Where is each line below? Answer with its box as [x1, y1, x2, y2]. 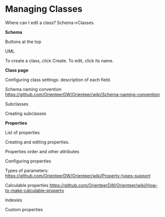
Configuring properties [5, 158, 52, 164]
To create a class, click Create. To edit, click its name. [5, 57, 114, 63]
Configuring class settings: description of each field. [5, 77, 111, 82]
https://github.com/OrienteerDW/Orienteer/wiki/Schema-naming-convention [5, 91, 160, 97]
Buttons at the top [5, 38, 42, 45]
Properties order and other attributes [5, 148, 80, 154]
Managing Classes [5, 3, 82, 15]
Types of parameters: [5, 167, 49, 173]
